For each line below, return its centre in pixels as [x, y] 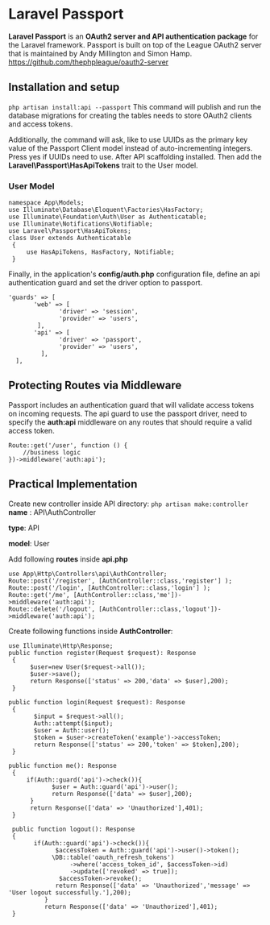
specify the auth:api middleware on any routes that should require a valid [130, 422]
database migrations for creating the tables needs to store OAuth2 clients [130, 115]
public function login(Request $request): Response [97, 702]
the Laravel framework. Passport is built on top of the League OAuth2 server [135, 44]
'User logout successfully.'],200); [70, 892]
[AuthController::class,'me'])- [127, 595]
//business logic [52, 452]
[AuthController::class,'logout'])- [160, 609]
